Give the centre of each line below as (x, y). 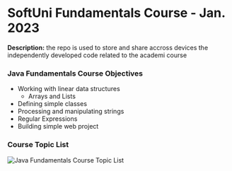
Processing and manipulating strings (71, 112)
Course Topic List (38, 145)
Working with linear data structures (69, 89)
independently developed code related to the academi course (97, 55)
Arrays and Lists (52, 96)
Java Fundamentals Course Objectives (75, 73)
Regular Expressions (47, 119)
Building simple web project (58, 126)
